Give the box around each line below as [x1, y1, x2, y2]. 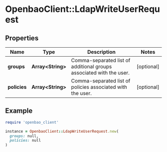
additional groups [71, 63, 112, 70]
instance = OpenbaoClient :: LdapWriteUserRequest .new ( [5, 129, 119, 134]
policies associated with [71, 83, 128, 90]
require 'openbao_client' [5, 120, 59, 125]
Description [87, 49, 116, 55]
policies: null [9, 138, 41, 143]
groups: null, [9, 133, 39, 139]
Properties [5, 34, 39, 42]
